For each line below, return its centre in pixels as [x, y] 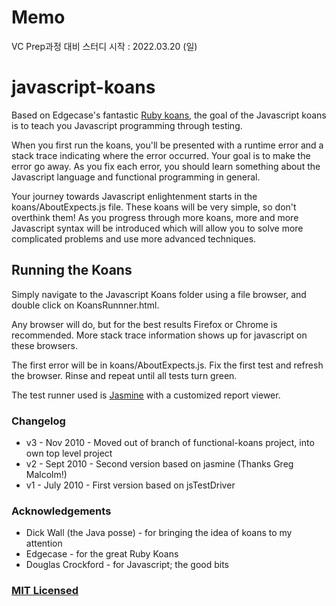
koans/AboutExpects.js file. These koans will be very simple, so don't [154, 207]
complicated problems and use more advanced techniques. [134, 238]
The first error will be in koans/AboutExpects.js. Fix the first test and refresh [167, 365]
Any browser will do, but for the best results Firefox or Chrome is [144, 324]
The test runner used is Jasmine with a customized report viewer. [146, 395]
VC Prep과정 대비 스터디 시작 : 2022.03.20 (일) [104, 46]
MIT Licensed [45, 591]
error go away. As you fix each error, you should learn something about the [166, 166]
